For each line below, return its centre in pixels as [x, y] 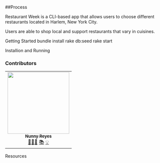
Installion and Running [28, 50]
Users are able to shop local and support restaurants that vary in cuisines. [80, 31]
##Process [16, 7]
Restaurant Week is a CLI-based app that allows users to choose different [80, 16]
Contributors [21, 63]
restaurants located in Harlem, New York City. [51, 22]
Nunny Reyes [38, 136]
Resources [16, 156]
